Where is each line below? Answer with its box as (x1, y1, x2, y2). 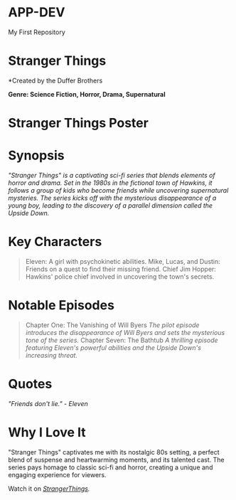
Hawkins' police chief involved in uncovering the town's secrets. (25, 272, 215, 281)
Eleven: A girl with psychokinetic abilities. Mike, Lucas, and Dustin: (25, 257, 221, 265)
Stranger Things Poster (8, 115, 149, 132)
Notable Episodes (8, 297, 114, 314)
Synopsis (8, 147, 65, 164)
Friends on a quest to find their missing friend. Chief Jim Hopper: (25, 265, 216, 273)
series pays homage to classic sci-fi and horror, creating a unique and (8, 463, 213, 472)
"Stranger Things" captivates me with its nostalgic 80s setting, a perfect (8, 447, 220, 456)
